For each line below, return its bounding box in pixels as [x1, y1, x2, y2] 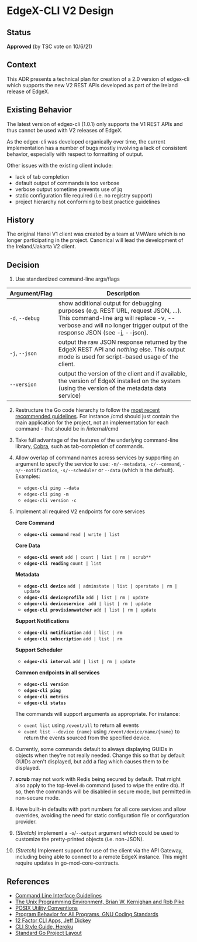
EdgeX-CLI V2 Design [6, 4, 114, 18]
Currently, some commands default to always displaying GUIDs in [15, 746, 173, 753]
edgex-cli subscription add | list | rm [23, 636, 123, 642]
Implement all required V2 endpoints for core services [15, 508, 146, 515]
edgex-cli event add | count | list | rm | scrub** [23, 555, 151, 561]
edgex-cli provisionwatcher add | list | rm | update [23, 607, 157, 613]
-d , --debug [9, 314, 40, 322]
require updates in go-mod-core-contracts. [15, 859, 120, 866]
